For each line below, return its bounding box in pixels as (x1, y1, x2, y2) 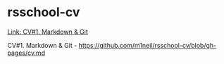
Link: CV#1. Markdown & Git (7, 27, 88, 36)
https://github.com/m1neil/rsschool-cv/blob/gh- (78, 41, 217, 49)
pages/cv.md (7, 49, 46, 57)
